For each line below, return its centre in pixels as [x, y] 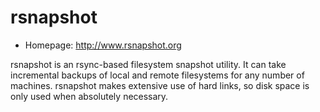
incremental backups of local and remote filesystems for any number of [157, 75]
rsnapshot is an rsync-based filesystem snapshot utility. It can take [148, 64]
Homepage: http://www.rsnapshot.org [103, 45]
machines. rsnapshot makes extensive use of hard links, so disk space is [160, 85]
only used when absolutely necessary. [89, 96]
